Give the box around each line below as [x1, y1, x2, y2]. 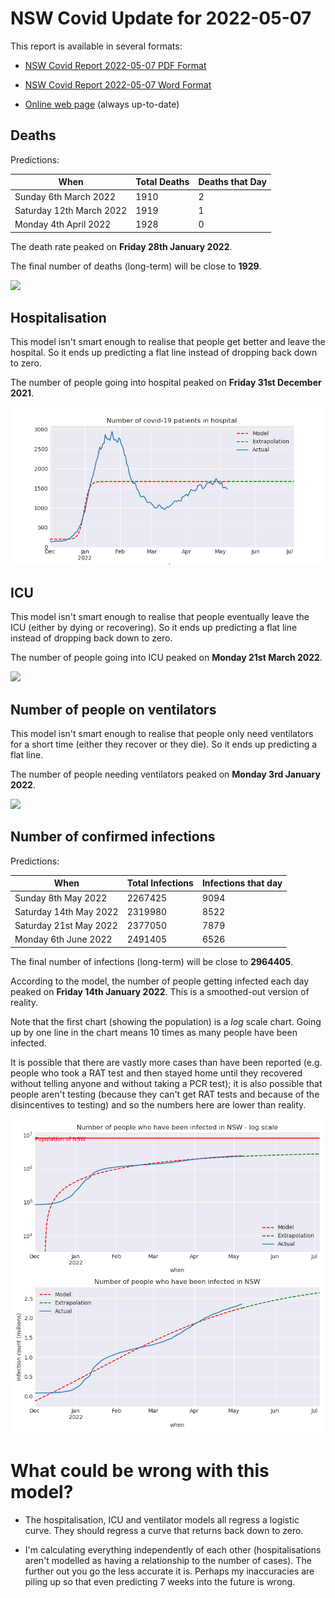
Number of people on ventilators [10, 701, 217, 718]
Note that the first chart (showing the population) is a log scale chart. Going [10, 1015, 322, 1027]
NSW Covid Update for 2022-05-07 [10, 7, 312, 30]
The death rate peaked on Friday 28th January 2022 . [10, 240, 233, 252]
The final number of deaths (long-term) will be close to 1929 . [10, 260, 262, 272]
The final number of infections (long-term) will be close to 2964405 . [10, 955, 294, 967]
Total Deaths [135, 176, 190, 188]
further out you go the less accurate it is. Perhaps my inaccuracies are [24, 1565, 315, 1577]
